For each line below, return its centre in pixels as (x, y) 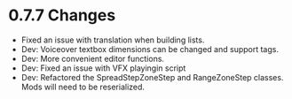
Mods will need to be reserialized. (83, 87)
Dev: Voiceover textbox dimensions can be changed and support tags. (150, 49)
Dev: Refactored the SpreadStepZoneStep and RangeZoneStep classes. (152, 77)
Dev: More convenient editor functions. (93, 58)
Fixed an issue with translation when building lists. (113, 40)
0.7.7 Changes (62, 15)
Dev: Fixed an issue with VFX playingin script (103, 68)
